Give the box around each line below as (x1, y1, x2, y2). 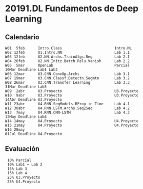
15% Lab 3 (7, 166, 27, 171)
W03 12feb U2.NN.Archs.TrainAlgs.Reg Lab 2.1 (5, 54, 130, 59)
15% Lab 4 (7, 170, 27, 175)
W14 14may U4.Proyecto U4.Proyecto (5, 118, 139, 123)
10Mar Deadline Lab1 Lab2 (5, 67, 58, 72)
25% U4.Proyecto (7, 179, 41, 184)
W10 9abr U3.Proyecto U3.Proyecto (5, 93, 139, 98)
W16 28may (5, 127, 25, 132)
